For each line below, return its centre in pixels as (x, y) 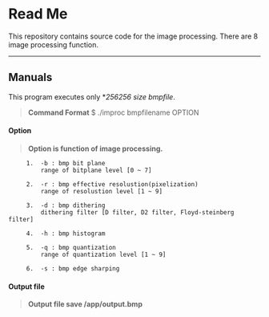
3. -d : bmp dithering (66, 205)
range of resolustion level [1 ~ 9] (101, 191)
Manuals (30, 77)
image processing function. (53, 44)
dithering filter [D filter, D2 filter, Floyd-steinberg (137, 212)
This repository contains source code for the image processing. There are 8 (133, 36)
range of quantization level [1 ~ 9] (103, 254)
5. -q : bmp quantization (71, 247)
